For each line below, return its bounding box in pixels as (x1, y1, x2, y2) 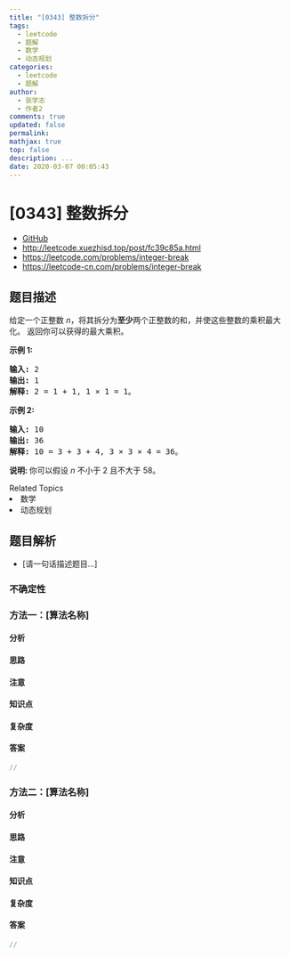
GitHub (21, 233, 49, 244)
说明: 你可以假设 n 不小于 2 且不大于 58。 (9, 465, 161, 476)
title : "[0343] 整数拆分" (9, 12, 101, 22)
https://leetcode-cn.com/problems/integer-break (21, 262, 202, 272)
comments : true (9, 112, 66, 121)
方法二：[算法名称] (9, 785, 90, 798)
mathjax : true (9, 137, 62, 146)
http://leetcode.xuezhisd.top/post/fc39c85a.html (21, 242, 202, 254)
